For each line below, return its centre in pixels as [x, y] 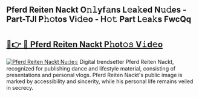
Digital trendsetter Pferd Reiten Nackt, [127, 62]
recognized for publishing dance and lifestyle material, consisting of [91, 68]
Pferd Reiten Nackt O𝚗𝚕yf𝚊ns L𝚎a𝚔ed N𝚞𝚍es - [96, 10]
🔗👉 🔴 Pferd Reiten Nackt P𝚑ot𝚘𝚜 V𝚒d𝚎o [85, 44]
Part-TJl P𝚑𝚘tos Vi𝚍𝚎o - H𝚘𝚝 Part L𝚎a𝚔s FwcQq [99, 20]
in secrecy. [20, 88]
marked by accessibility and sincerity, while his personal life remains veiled [100, 81]
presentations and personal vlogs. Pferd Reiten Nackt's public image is [94, 75]
